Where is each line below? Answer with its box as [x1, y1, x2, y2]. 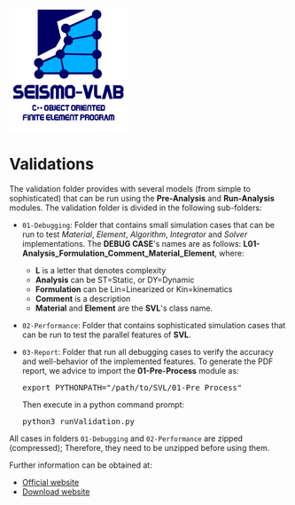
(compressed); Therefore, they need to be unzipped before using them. [9, 442, 270, 453]
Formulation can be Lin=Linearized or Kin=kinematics [35, 283, 233, 295]
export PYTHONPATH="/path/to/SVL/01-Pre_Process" [21, 383, 242, 392]
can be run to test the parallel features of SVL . [21, 329, 192, 340]
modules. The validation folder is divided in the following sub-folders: [9, 202, 262, 213]
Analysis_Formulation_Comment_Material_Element [21, 248, 215, 258]
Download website [21, 486, 90, 497]
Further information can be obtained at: [9, 460, 152, 470]
